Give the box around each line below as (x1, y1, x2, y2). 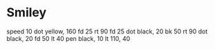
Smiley (6, 5, 47, 20)
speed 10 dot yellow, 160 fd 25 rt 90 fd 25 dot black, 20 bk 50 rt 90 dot (6, 27, 208, 35)
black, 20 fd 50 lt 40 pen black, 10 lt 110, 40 (6, 34, 131, 42)
